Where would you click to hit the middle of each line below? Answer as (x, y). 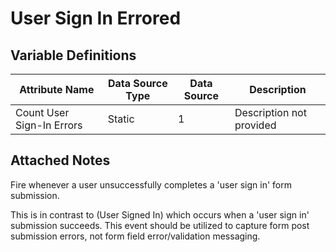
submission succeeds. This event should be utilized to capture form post (160, 225)
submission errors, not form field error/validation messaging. (135, 236)
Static (121, 119)
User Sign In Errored (96, 18)
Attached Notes (60, 160)
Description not (270, 112)
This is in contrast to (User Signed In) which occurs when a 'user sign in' (160, 214)
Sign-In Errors (49, 125)
